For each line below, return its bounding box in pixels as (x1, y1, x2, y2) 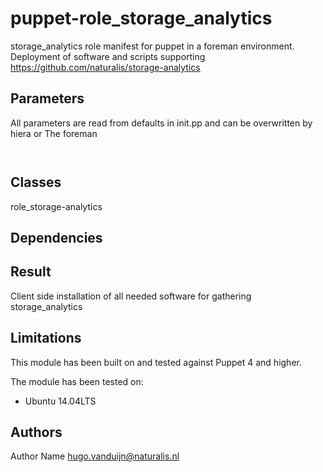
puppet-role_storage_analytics (10, 7, 273, 30)
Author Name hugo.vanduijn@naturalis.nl (10, 450, 180, 462)
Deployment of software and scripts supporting (10, 50, 206, 62)
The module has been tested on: (10, 375, 144, 387)
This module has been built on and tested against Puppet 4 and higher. (10, 356, 302, 368)
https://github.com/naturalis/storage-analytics (10, 61, 201, 73)
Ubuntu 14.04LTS (24, 395, 97, 407)
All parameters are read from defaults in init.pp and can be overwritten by (10, 117, 313, 129)
